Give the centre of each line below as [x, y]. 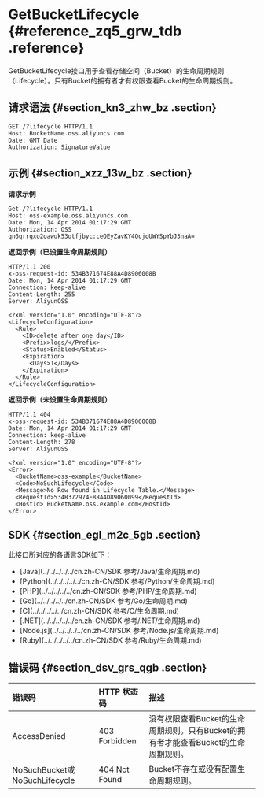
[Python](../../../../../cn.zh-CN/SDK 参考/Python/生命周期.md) [117, 581]
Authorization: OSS [40, 229]
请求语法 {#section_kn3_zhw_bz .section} [113, 108]
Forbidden [117, 741]
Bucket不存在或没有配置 [193, 769]
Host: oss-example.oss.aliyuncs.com [68, 215]
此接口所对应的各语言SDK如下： [60, 555]
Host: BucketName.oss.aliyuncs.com [66, 133]
